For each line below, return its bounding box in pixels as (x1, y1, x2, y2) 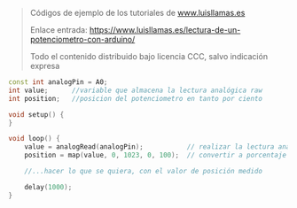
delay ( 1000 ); (24, 182, 73, 191)
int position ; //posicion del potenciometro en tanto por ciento (8, 94, 263, 103)
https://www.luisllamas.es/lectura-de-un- (89, 25, 241, 35)
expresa (29, 61, 60, 71)
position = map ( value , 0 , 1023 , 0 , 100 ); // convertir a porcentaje (24, 150, 287, 160)
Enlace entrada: (29, 25, 88, 35)
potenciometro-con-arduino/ (29, 35, 136, 44)
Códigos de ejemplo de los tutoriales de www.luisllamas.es (29, 8, 246, 18)
